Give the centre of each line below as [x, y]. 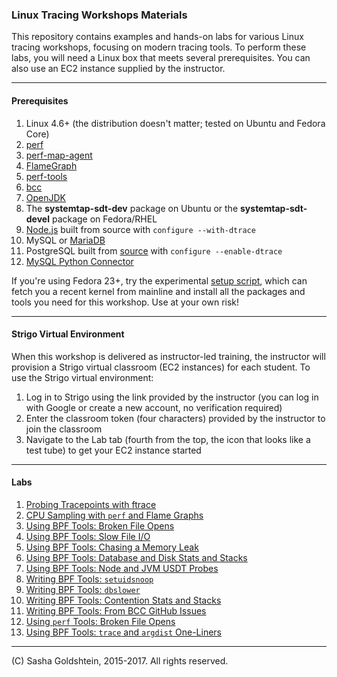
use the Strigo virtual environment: [82, 377]
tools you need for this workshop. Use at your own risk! [125, 302]
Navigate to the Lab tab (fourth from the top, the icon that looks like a [168, 439]
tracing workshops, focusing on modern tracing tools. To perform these [159, 47]
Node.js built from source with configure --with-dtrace [140, 229]
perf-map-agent [59, 155]
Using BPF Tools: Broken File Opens [100, 525]
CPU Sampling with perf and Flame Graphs [114, 515]
